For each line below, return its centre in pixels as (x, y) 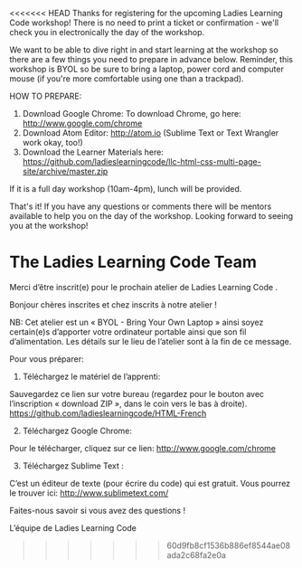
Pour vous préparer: (47, 359)
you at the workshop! (49, 226)
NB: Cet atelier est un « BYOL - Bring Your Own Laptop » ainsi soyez (137, 322)
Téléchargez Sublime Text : (73, 466)
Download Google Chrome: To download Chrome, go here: (132, 114)
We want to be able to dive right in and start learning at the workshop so (144, 50)
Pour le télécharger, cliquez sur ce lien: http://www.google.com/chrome (142, 448)
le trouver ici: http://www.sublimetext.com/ (89, 493)
